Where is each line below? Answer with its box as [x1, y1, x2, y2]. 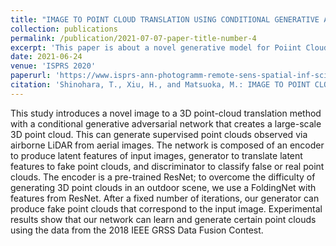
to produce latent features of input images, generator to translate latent [10, 149, 303, 161]
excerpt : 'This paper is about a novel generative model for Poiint [10, 42, 302, 53]
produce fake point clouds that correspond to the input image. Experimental [10, 202, 323, 215]
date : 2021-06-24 [10, 52, 83, 62]
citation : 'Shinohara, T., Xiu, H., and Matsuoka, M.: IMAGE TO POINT [10, 80, 311, 90]
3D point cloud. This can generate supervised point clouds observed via [10, 128, 308, 140]
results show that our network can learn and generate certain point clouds [10, 213, 317, 225]
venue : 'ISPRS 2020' [10, 61, 97, 71]
